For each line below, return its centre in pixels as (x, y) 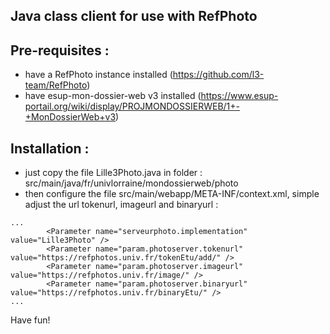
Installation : (50, 148)
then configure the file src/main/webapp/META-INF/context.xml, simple (172, 194)
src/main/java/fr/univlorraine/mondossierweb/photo (131, 183)
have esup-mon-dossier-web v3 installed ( (113, 96)
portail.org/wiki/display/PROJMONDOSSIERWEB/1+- (132, 106)
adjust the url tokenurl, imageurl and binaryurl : (121, 205)
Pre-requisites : (60, 50)
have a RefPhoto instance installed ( (98, 75)
